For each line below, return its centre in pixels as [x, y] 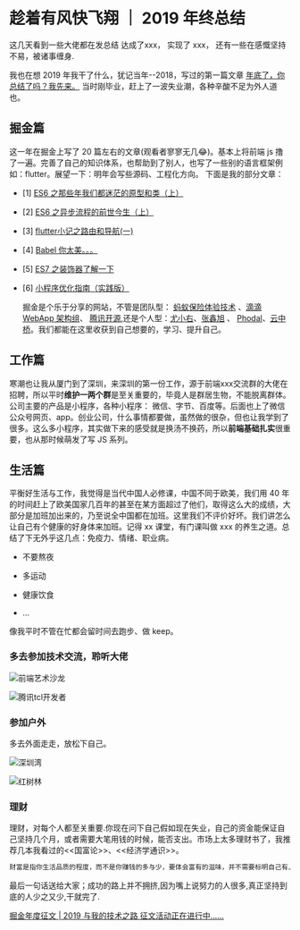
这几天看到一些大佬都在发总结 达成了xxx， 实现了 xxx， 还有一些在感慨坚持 [148, 45]
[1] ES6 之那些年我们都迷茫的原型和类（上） [103, 192]
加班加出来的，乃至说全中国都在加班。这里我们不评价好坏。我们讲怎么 [162, 516]
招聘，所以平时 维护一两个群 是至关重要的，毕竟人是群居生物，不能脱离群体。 [150, 394]
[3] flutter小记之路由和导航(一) [78, 231]
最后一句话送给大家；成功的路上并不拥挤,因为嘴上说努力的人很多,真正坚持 [145, 885]
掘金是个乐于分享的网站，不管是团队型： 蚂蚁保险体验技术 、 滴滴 [142, 307]
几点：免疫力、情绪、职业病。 [119, 538]
